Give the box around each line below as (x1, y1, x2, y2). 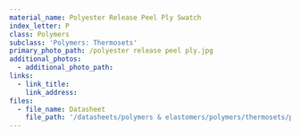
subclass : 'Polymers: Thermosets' (9, 38, 138, 47)
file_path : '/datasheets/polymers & (25, 113, 162, 122)
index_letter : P (9, 21, 70, 30)
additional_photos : (9, 55, 82, 64)
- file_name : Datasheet (17, 105, 105, 114)
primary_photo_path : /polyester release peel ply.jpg (9, 47, 214, 55)
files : (9, 96, 34, 106)
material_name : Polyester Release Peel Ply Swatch (9, 13, 202, 22)
